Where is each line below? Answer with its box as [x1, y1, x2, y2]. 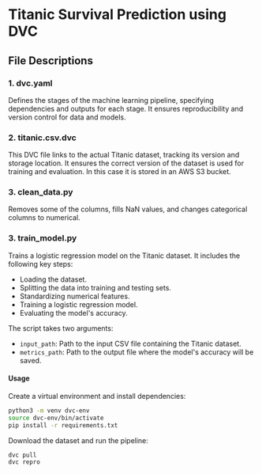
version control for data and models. [8, 112, 126, 122]
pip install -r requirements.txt [8, 421, 118, 429]
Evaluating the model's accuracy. [19, 308, 128, 317]
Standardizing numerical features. [19, 291, 130, 301]
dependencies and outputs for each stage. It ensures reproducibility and [8, 104, 244, 113]
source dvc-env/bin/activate [8, 414, 104, 422]
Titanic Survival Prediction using [8, 6, 227, 24]
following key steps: [8, 259, 73, 268]
